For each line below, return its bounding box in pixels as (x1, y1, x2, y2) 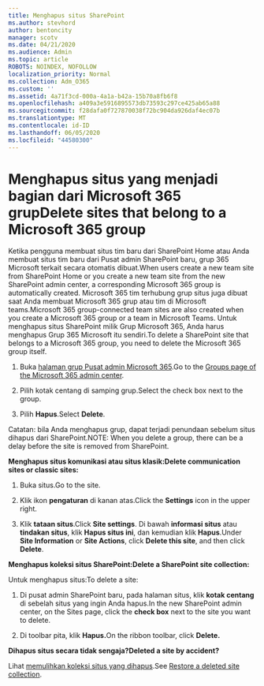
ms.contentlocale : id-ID (8, 121, 90, 129)
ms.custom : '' (8, 84, 55, 93)
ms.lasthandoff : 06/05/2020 (8, 129, 101, 136)
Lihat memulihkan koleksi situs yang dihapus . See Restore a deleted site (8, 662, 240, 671)
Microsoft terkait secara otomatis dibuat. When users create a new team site (8, 263, 255, 273)
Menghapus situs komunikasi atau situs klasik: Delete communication (8, 457, 240, 466)
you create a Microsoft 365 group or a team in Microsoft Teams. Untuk (8, 313, 237, 323)
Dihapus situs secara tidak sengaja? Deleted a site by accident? (8, 646, 219, 655)
